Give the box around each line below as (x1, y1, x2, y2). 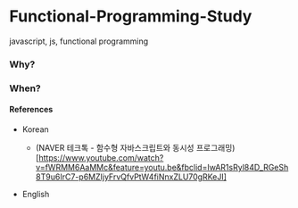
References (9, 104, 54, 115)
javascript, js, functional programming (9, 36, 149, 46)
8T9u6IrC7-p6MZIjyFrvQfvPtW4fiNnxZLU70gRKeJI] (35, 171, 228, 182)
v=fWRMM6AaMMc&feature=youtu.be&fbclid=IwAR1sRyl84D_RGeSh (35, 162, 289, 172)
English (21, 188, 50, 199)
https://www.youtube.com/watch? (38, 152, 164, 162)
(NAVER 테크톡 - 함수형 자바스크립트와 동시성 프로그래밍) (35, 142, 236, 153)
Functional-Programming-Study (9, 6, 252, 27)
